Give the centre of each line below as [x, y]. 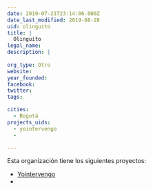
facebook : [21, 84]
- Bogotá [26, 116]
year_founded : [28, 78]
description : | [29, 53]
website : [20, 71]
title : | [20, 33]
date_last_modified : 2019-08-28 [53, 20]
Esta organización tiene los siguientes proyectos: [77, 161]
